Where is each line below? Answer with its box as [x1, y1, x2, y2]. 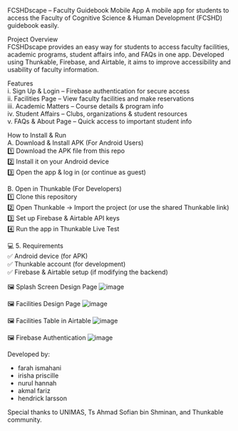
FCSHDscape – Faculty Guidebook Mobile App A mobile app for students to [7, 6, 229, 14]
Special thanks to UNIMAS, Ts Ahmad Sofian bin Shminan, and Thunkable [7, 408, 224, 416]
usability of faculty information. [7, 66, 99, 73]
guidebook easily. [7, 21, 59, 29]
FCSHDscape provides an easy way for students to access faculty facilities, [7, 43, 230, 51]
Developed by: [7, 350, 50, 358]
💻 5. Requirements [7, 242, 64, 250]
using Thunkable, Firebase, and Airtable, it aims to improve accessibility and [7, 58, 232, 66]
